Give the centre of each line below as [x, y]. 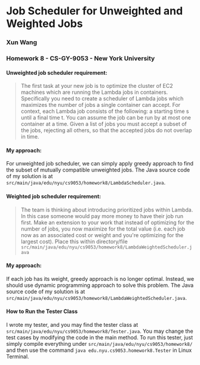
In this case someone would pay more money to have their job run [102, 216]
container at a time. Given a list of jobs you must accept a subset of [104, 124]
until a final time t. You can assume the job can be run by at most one [106, 118]
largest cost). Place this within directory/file [74, 241]
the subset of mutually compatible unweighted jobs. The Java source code [98, 170]
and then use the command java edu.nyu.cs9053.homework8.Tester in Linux [99, 350]
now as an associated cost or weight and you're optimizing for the [102, 235]
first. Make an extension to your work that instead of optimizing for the [107, 222]
